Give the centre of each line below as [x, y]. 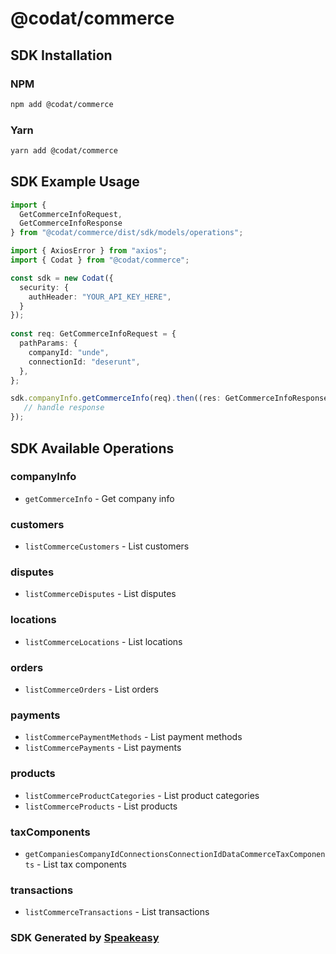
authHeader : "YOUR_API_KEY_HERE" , [100, 297]
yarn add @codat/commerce [64, 151]
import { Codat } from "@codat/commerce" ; [100, 260]
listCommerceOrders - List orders [92, 689]
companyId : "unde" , [69, 352]
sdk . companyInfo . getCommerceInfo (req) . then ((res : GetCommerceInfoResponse [169, 398]
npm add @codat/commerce [62, 104]
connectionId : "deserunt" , [84, 362]
